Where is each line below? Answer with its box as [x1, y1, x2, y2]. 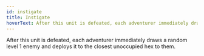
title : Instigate [6, 14, 50, 20]
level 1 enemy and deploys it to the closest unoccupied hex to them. [6, 43, 176, 50]
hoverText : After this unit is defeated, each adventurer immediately [6, 20, 189, 26]
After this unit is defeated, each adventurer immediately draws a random [6, 37, 188, 44]
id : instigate [6, 8, 42, 15]
